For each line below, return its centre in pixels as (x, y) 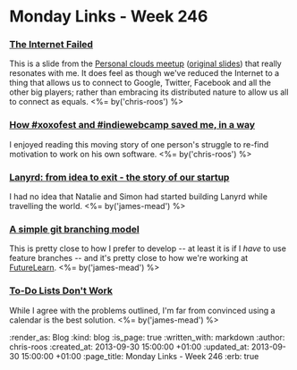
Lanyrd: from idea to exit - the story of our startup (119, 177)
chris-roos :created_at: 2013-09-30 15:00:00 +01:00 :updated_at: (129, 347)
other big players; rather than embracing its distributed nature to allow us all (149, 92)
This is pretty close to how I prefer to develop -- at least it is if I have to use (148, 248)
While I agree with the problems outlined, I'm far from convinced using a (142, 310)
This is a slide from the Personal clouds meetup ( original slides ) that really (145, 63)
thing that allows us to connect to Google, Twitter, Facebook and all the (140, 83)
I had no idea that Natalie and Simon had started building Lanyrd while (139, 197)
